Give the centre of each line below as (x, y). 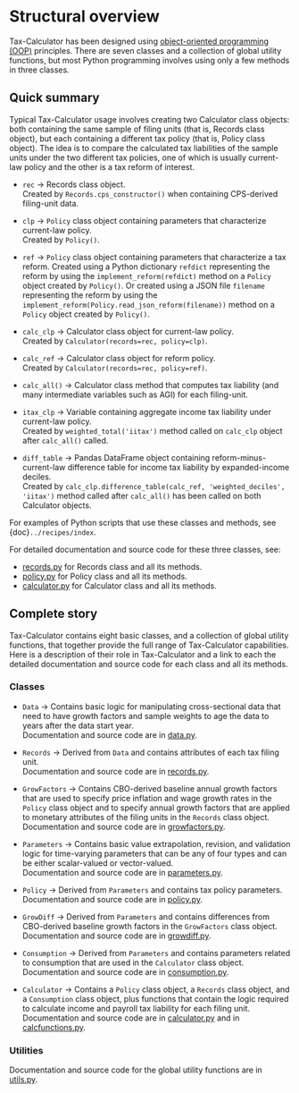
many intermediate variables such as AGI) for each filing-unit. (135, 394)
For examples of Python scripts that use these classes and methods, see (143, 522)
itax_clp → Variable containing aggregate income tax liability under (147, 411)
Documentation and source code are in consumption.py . (125, 971)
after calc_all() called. (65, 440)
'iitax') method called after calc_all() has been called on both (141, 496)
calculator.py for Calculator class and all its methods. (119, 585)
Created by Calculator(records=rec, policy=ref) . (115, 368)
